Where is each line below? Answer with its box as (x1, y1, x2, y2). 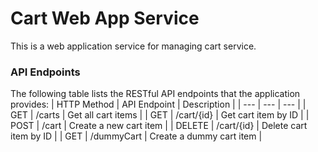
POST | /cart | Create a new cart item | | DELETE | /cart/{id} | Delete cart (10, 120, 308, 132)
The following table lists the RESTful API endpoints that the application (10, 88, 301, 100)
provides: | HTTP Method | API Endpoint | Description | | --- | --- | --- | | (10, 98, 307, 111)
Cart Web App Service (10, 7, 200, 30)
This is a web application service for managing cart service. (10, 40, 257, 52)
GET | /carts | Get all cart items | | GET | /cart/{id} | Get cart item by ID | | (10, 109, 310, 121)
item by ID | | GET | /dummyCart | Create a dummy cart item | (10, 130, 263, 142)
